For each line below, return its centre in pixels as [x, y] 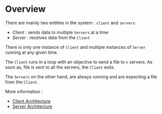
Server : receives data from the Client [51, 38]
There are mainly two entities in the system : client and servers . [71, 23]
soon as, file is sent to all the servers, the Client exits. [60, 67]
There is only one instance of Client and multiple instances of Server [75, 47]
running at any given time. [32, 52]
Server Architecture [32, 106]
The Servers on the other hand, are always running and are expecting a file [81, 76]
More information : [24, 91]
